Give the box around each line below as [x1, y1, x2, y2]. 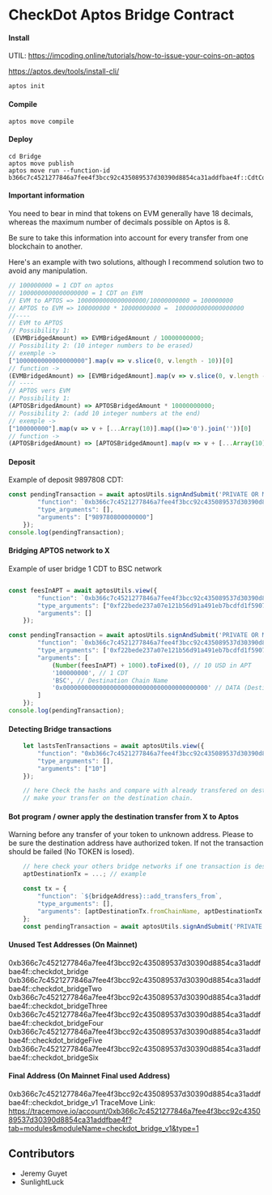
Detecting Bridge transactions [8, 724, 112, 734]
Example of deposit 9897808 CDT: [8, 475, 124, 485]
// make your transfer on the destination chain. [23, 794, 194, 802]
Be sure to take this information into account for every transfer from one [8, 233, 249, 242]
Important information [8, 190, 85, 200]
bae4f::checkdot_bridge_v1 [8, 1097, 99, 1107]
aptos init [8, 83, 45, 91]
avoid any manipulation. [8, 266, 87, 275]
